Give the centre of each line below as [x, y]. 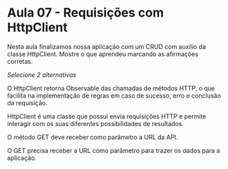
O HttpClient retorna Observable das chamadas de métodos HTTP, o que [111, 88]
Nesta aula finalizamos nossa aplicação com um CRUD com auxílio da [106, 46]
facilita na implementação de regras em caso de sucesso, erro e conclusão [114, 96]
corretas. [20, 61]
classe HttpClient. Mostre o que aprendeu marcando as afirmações [103, 54]
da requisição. [28, 103]
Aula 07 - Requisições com [86, 13]
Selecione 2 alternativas [42, 75]
